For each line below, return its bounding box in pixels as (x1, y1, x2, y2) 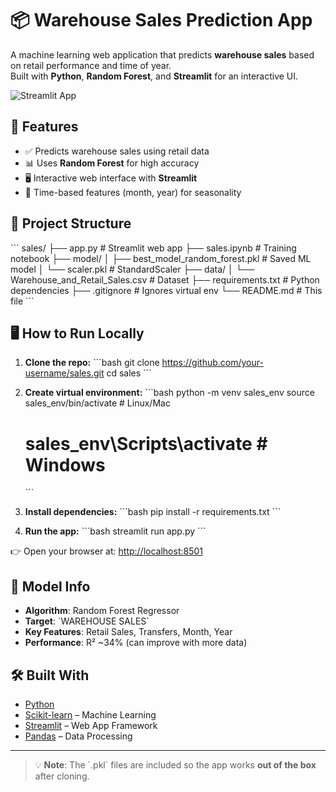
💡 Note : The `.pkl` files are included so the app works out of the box (34, 758, 317, 771)
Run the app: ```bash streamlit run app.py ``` (24, 525, 207, 537)
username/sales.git (24, 367, 105, 379)
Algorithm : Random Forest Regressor (24, 605, 180, 617)
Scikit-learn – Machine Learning (24, 708, 157, 721)
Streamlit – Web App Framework (24, 719, 158, 731)
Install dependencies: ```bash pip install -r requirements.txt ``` (24, 506, 282, 518)
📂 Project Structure (10, 215, 132, 232)
